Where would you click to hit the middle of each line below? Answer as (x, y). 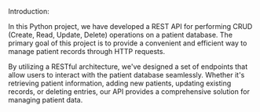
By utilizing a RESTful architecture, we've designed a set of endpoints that (128, 67)
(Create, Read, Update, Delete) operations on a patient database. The (121, 35)
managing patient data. (46, 100)
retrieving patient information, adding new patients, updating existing (120, 83)
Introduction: (29, 11)
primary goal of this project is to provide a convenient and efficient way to (128, 43)
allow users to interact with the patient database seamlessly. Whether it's (126, 75)
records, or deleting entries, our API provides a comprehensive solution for (129, 92)
